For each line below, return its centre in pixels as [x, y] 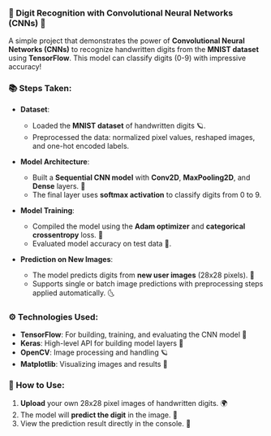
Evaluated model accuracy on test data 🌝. [102, 243]
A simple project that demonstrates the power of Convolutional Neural [127, 41]
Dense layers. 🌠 [59, 185]
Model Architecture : [55, 161]
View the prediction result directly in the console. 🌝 [105, 424]
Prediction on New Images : [67, 259]
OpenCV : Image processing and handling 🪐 [94, 352]
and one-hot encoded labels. [81, 146]
